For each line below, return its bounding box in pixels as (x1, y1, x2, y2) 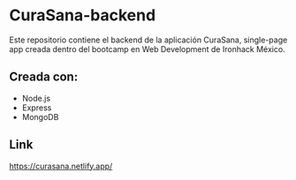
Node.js (21, 93, 51, 103)
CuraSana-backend (9, 5, 156, 26)
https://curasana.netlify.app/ (9, 161, 113, 171)
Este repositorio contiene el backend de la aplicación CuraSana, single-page (9, 34, 288, 45)
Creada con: (9, 70, 79, 85)
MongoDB (21, 111, 59, 122)
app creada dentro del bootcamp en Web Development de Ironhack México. (9, 43, 285, 54)
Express (21, 102, 52, 113)
